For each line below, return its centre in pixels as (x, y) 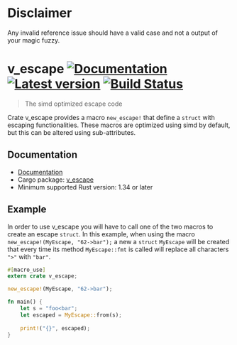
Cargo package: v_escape (56, 180)
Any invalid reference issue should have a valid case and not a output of (113, 33)
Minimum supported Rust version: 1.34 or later (85, 187)
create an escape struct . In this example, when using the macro (101, 234)
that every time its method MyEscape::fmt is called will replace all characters (118, 249)
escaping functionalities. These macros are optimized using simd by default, (119, 125)
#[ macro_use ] (27, 270)
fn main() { (25, 302)
